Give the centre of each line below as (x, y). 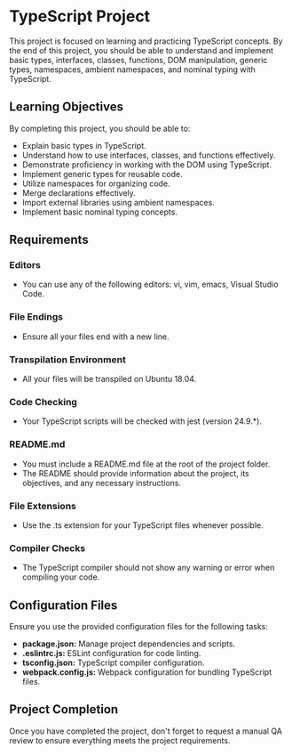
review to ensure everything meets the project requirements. (120, 740)
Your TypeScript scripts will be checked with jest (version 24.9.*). (142, 421)
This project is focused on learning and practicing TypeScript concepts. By (146, 41)
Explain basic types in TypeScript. (84, 145)
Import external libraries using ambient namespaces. (118, 202)
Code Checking (43, 402)
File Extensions (43, 506)
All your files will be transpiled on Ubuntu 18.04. (109, 379)
